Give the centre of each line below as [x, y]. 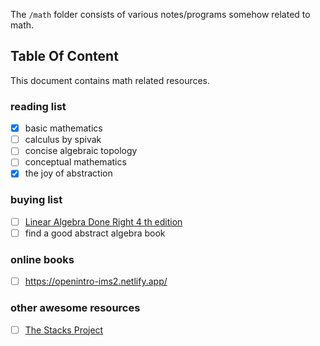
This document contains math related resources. [110, 80]
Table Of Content [64, 56]
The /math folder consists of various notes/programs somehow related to [160, 14]
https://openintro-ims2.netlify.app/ [96, 281]
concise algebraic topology [81, 151]
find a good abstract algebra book [95, 233]
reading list [38, 106]
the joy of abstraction [68, 173]
